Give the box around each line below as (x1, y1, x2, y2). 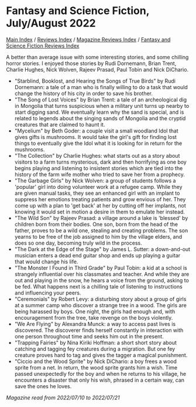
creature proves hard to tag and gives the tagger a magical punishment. (14, 351, 188, 358)
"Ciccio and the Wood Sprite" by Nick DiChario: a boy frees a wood (14, 358, 177, 365)
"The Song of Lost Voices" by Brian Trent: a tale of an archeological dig (14, 96, 187, 103)
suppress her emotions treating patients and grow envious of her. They (14, 195, 186, 203)
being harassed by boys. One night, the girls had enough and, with (14, 308, 176, 315)
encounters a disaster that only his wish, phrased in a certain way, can (14, 377, 185, 384)
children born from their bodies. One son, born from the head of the (14, 221, 178, 228)
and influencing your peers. (14, 289, 81, 296)
